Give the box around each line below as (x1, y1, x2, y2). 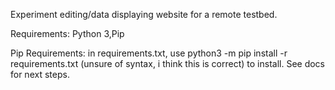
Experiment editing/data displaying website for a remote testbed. (10, 9, 278, 20)
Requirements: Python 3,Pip (10, 28, 125, 39)
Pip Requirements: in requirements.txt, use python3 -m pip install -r (10, 47, 288, 59)
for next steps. (10, 69, 70, 80)
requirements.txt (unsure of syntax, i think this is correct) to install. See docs (10, 58, 326, 69)
